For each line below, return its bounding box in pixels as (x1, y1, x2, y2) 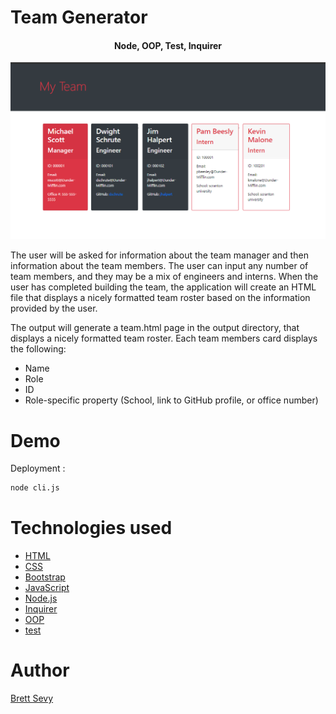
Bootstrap (24, 571, 66, 583)
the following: (10, 343, 67, 355)
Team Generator (10, 6, 148, 29)
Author (10, 659, 70, 682)
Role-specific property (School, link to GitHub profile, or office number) (24, 394, 319, 406)
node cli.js (10, 483, 60, 493)
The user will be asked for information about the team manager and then (10, 249, 309, 261)
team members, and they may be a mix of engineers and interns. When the (10, 271, 319, 283)
